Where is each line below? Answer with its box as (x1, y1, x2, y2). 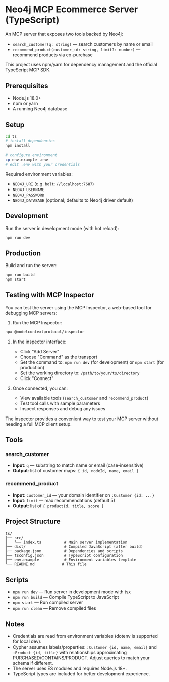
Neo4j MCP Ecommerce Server (5, 4, 138, 15)
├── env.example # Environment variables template (5, 557, 137, 562)
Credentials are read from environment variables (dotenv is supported (12, 633, 158, 639)
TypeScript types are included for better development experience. (12, 671, 150, 677)
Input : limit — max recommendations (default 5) (12, 497, 115, 503)
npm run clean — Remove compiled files (12, 605, 96, 611)
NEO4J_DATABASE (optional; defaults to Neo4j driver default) (12, 197, 133, 203)
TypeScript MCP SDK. (5, 67, 51, 73)
